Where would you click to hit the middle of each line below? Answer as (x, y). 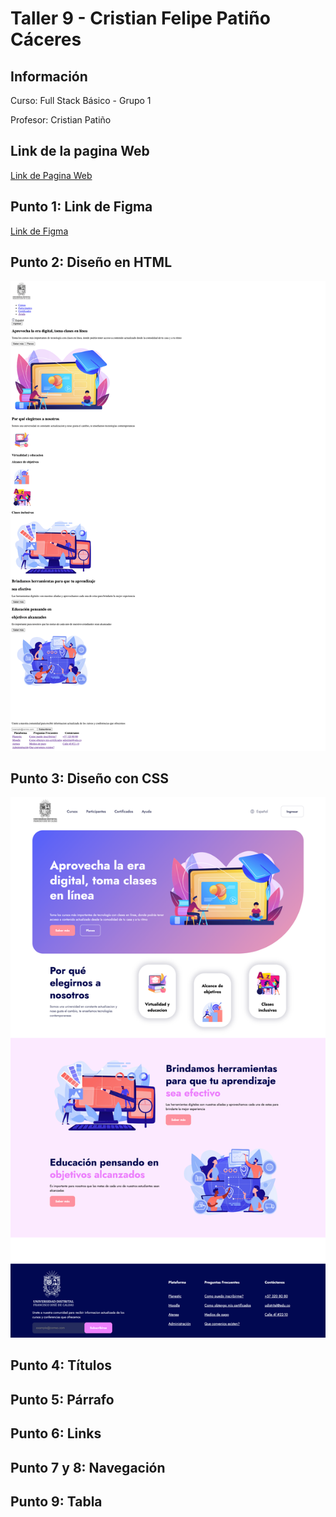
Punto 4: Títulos (61, 1365)
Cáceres (46, 39)
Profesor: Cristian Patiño (61, 120)
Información (49, 76)
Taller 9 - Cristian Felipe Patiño (140, 18)
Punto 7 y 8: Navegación (88, 1467)
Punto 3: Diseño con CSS (90, 778)
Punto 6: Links (56, 1433)
